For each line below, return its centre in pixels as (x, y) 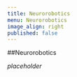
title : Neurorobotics (39, 14)
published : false (33, 33)
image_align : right (36, 26)
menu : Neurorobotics (37, 20)
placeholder (24, 66)
